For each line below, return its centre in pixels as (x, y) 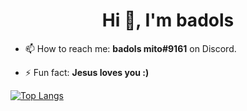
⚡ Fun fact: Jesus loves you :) (87, 72)
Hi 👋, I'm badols (168, 20)
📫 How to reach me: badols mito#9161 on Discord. (130, 48)
